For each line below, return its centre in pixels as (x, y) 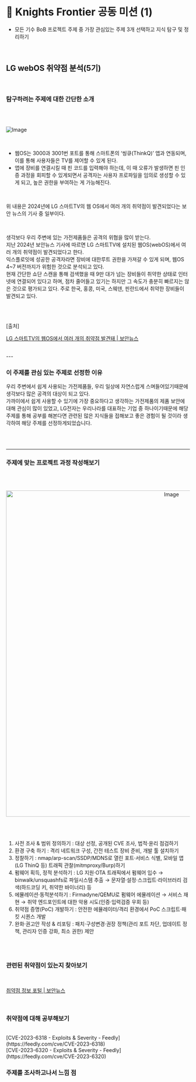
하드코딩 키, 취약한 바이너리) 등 (57, 887)
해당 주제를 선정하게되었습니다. (57, 423)
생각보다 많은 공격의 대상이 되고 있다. (48, 394)
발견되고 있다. (22, 296)
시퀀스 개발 (33, 916)
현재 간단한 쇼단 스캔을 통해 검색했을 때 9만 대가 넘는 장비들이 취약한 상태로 (92, 274)
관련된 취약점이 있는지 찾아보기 (47, 965)
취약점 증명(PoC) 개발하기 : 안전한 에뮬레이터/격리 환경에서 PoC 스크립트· (98, 909)
